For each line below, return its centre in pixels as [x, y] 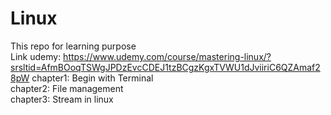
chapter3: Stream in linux [62, 99]
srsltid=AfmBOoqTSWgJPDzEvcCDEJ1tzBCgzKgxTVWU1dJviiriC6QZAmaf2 [165, 67]
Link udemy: [36, 56]
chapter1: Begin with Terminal [92, 78]
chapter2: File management [67, 88]
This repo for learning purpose [73, 46]
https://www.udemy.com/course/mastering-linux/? [167, 56]
